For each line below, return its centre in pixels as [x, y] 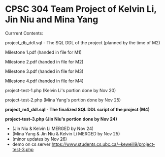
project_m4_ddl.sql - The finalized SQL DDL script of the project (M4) [78, 109]
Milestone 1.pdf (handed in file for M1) [44, 52]
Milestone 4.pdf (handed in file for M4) [44, 81]
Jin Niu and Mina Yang [52, 19]
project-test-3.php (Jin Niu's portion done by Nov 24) [61, 119]
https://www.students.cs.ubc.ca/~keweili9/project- [103, 144]
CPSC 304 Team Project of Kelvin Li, [81, 9]
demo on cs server [31, 144]
